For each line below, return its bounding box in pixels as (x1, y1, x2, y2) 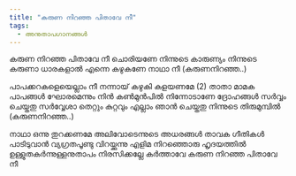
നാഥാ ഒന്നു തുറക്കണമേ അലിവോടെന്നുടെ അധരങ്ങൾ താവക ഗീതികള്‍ (9, 129, 265, 140)
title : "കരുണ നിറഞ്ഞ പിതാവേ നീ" (9, 12, 137, 22)
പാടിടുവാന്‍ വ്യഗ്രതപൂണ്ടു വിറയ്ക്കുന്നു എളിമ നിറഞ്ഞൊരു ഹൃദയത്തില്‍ (9, 139, 247, 149)
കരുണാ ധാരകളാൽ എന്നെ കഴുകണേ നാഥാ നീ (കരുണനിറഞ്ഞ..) (9, 64, 247, 74)
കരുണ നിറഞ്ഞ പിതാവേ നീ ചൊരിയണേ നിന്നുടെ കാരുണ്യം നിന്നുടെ (9, 54, 257, 65)
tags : (9, 21, 29, 30)
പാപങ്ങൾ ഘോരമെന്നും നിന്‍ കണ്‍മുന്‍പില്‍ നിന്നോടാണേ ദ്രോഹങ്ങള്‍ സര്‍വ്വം (9, 91, 287, 102)
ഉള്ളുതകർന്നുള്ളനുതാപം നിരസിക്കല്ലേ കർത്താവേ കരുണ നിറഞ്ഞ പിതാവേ (9, 149, 278, 159)
